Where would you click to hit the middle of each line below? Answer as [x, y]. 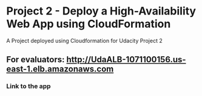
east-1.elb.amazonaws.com [60, 69]
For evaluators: [35, 59]
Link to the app [29, 86]
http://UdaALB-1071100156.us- [126, 59]
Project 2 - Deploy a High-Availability [101, 11]
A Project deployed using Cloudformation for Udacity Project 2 [84, 40]
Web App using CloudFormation [89, 24]
